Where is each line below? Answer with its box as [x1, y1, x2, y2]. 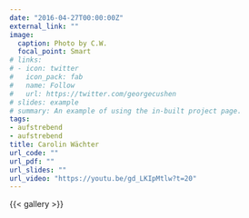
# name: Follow [9, 81, 75, 90]
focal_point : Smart [17, 47, 92, 56]
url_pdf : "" [9, 156, 55, 166]
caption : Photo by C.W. [17, 38, 107, 48]
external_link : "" [9, 22, 79, 31]
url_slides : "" [9, 165, 67, 174]
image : [9, 30, 35, 39]
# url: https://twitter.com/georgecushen [9, 89, 177, 98]
